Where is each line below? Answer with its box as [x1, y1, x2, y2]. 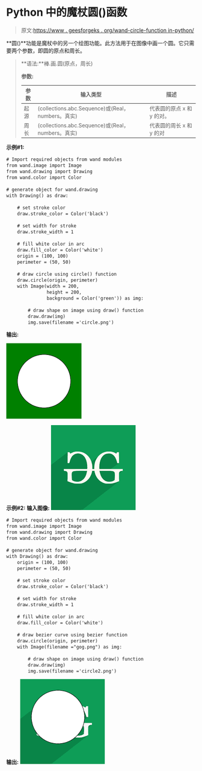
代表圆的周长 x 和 [149, 121, 192, 129]
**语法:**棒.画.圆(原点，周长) [20, 60, 93, 67]
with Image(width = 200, [17, 283, 79, 290]
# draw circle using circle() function [17, 271, 117, 278]
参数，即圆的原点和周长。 [22, 46, 85, 54]
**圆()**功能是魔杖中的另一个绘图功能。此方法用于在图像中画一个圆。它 [6, 39, 185, 46]
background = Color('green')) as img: [46, 295, 144, 302]
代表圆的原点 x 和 [149, 104, 192, 112]
